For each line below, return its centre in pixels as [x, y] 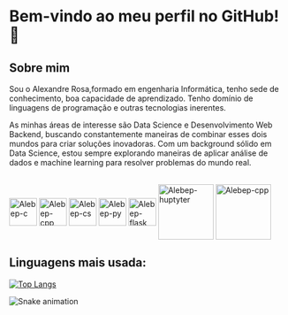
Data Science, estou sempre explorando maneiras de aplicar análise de [139, 153]
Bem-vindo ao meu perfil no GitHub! [144, 16]
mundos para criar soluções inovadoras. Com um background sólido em [140, 144]
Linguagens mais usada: [78, 263]
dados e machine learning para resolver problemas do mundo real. [130, 162]
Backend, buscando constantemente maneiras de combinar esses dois [138, 134]
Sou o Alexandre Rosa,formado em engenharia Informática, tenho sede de [144, 89]
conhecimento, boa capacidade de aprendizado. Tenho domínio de [131, 98]
